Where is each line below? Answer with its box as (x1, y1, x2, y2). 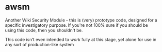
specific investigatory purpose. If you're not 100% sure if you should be (5, 22, 148, 28)
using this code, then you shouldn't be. (5, 27, 83, 33)
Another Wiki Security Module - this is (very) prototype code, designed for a (5, 17, 158, 23)
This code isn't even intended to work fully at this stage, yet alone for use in (5, 36, 157, 42)
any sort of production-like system (5, 42, 74, 47)
